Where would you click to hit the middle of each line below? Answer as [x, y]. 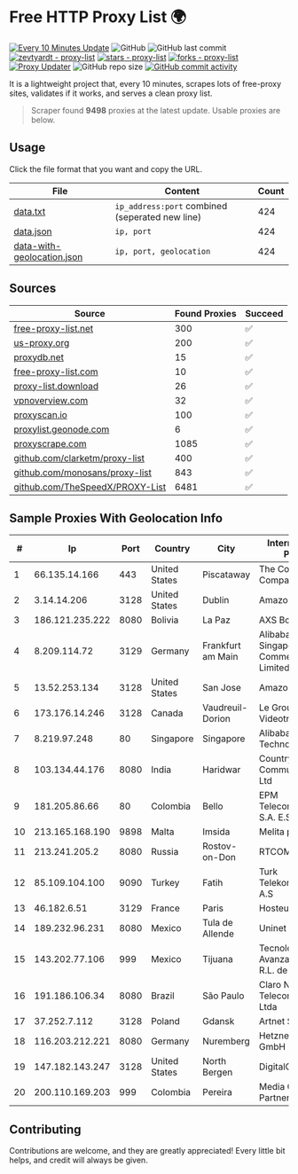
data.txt [30, 211]
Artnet [272, 1021]
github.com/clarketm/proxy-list [79, 458]
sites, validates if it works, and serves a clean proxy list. [111, 93]
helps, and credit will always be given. [78, 1160]
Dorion [216, 719]
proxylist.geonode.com [62, 429]
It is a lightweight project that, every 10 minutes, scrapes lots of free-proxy [145, 83]
